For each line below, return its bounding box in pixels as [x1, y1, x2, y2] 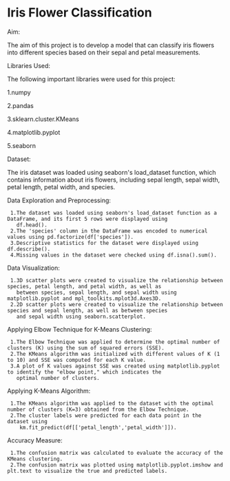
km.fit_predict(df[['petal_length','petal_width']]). [19, 424, 177, 431]
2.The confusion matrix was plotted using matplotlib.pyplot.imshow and [10, 461, 224, 469]
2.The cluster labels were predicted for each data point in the [10, 411, 202, 419]
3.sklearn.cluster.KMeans [7, 115, 79, 123]
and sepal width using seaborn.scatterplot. [16, 313, 147, 320]
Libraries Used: [7, 61, 50, 70]
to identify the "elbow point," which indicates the [7, 368, 162, 376]
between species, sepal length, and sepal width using [16, 289, 177, 296]
